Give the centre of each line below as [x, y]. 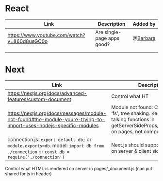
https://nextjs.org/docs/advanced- [47, 93]
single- [113, 32]
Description [112, 24]
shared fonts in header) [28, 174]
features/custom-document [40, 99]
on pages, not [127, 131]
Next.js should [128, 145]
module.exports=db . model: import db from [56, 145]
